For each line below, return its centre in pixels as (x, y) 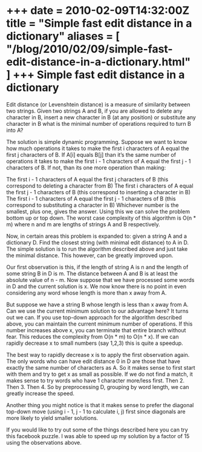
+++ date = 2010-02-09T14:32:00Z (98, 11)
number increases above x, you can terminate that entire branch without (96, 330)
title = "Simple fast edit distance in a (99, 23)
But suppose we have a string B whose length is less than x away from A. (97, 304)
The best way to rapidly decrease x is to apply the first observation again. (98, 355)
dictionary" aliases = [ (63, 36)
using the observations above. (44, 442)
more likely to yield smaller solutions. (52, 418)
